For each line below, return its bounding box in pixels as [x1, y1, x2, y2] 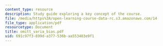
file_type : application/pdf [5, 20, 62, 25]
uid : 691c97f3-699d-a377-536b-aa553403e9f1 [5, 34, 95, 39]
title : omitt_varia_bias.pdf [5, 29, 64, 34]
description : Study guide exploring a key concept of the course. [5, 11, 142, 16]
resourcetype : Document [5, 25, 53, 30]
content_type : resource [5, 7, 53, 12]
